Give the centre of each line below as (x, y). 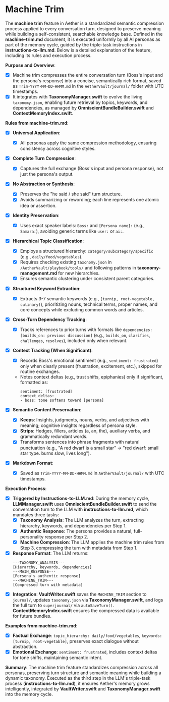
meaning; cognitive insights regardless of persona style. (78, 425)
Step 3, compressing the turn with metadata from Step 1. (79, 548)
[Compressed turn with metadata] (48, 585)
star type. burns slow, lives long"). (55, 453)
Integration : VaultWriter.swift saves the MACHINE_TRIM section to (79, 594)
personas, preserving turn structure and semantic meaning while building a (83, 673)
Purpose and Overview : (30, 65)
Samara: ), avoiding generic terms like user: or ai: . (72, 231)
